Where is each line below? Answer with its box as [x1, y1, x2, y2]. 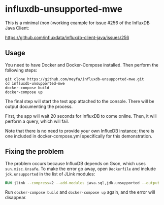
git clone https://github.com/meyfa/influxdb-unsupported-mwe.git [5, 76, 144, 82]
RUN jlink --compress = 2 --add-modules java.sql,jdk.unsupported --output [5, 180, 160, 185]
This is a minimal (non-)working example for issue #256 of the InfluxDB [5, 20, 150, 26]
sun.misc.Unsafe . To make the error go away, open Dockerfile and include [5, 166, 156, 171]
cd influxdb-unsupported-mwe [5, 81, 65, 86]
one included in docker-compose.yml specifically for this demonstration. [5, 133, 153, 139]
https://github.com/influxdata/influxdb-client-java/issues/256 [5, 34, 130, 40]
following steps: [5, 67, 37, 73]
